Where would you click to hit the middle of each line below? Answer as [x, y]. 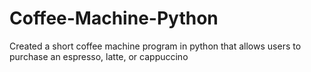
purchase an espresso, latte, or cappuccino [99, 56]
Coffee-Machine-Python [114, 18]
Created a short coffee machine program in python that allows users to [155, 46]
